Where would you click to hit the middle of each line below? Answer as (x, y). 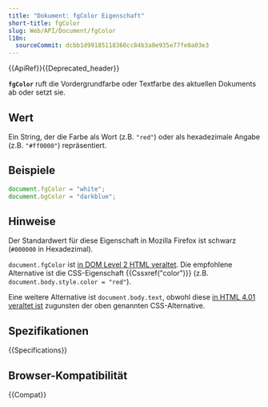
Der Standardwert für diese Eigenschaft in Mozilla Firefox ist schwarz (122, 240)
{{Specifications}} (38, 350)
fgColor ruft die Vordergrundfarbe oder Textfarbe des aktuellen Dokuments (132, 84)
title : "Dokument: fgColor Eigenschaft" (77, 16)
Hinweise (32, 221)
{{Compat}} (27, 394)
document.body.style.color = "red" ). (70, 282)
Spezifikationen (49, 330)
